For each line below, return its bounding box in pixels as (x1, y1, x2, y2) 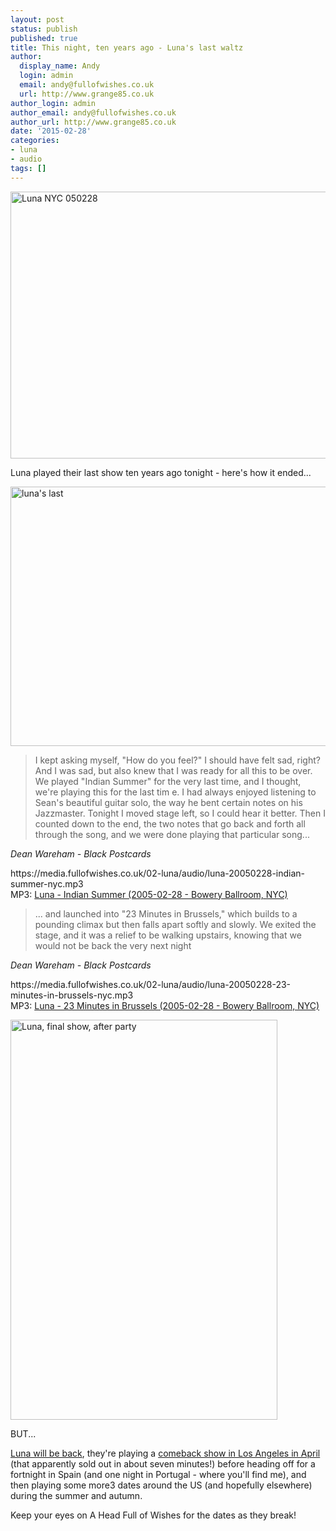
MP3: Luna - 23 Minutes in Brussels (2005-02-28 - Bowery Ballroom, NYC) (10, 999, 320, 1011)
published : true (10, 33, 78, 43)
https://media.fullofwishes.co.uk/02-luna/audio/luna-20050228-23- (10, 978, 291, 990)
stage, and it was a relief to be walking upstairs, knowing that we (34, 929, 302, 941)
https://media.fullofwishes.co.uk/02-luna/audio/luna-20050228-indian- (10, 867, 306, 879)
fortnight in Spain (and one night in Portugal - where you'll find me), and (10, 1468, 307, 1480)
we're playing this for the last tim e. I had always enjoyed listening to (34, 786, 317, 798)
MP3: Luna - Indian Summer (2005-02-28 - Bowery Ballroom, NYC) (10, 888, 288, 900)
